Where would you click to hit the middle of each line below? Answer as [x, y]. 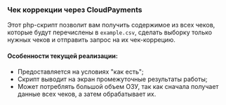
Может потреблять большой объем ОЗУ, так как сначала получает [118, 86]
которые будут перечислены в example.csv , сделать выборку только [110, 32]
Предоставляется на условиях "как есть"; [80, 71]
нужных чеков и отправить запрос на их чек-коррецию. [91, 40]
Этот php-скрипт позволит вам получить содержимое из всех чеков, [111, 25]
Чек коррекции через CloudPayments [75, 10]
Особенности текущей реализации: [62, 56]
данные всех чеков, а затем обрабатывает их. [87, 94]
